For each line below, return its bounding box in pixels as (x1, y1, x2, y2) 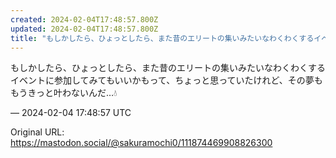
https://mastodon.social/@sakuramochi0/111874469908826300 (10, 137, 273, 149)
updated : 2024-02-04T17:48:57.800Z (10, 24, 159, 34)
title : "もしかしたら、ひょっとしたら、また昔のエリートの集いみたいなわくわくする (10, 33, 315, 43)
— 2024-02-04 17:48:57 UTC (10, 107, 132, 119)
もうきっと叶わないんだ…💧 (10, 87, 118, 99)
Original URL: (10, 126, 65, 138)
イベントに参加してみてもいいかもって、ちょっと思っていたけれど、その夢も (10, 74, 323, 86)
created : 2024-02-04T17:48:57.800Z (10, 14, 159, 25)
